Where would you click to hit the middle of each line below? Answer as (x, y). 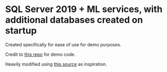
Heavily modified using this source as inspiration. (56, 64)
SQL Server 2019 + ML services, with (84, 9)
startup (21, 31)
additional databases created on (74, 20)
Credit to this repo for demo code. (40, 54)
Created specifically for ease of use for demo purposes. (63, 44)
